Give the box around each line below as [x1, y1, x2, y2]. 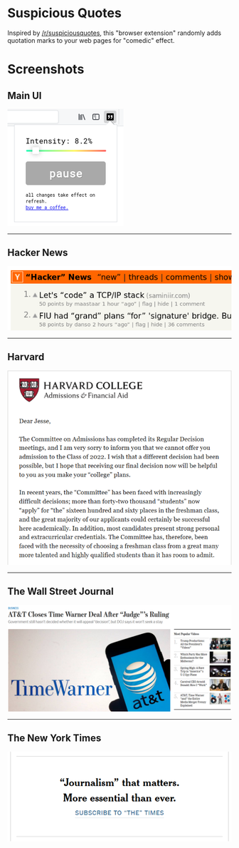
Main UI [7, 89, 42, 101]
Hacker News [7, 247, 68, 259]
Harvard [7, 351, 45, 363]
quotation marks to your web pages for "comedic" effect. [7, 36, 175, 44]
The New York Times [7, 732, 102, 745]
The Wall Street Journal [7, 586, 114, 598]
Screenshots [7, 61, 85, 78]
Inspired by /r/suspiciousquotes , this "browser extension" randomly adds [7, 29, 222, 37]
